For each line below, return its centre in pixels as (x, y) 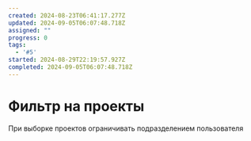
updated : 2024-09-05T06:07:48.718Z (67, 23)
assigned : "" (30, 30)
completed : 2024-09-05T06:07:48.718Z (70, 67)
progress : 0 (28, 38)
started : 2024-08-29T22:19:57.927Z (67, 60)
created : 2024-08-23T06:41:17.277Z (67, 15)
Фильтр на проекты (76, 106)
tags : (17, 45)
